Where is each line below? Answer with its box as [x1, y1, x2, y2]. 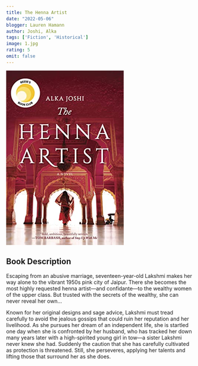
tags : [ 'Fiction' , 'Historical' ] [6, 34, 89, 41]
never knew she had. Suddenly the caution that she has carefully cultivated [6, 340, 190, 347]
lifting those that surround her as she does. [6, 352, 111, 360]
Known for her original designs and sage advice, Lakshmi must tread [6, 309, 173, 316]
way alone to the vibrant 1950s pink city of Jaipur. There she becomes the [6, 278, 187, 286]
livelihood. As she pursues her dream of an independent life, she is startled [6, 321, 189, 328]
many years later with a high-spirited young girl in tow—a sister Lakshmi [6, 334, 182, 341]
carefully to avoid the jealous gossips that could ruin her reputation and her [6, 315, 189, 322]
